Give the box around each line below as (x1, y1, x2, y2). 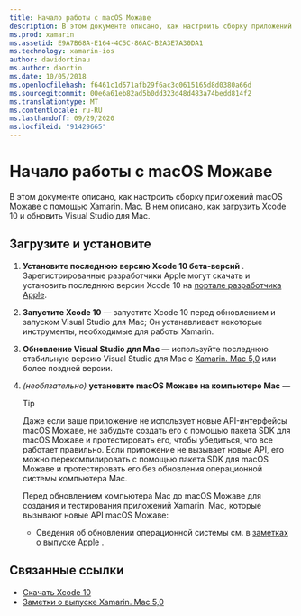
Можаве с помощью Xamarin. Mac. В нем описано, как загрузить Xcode (9, 201, 287, 211)
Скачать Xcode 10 (22, 586, 92, 597)
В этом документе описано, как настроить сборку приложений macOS (9, 191, 283, 201)
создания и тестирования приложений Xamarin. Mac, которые (22, 499, 262, 510)
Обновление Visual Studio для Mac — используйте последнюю (22, 343, 269, 354)
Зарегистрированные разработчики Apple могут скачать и (22, 270, 251, 281)
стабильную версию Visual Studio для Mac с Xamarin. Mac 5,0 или (22, 353, 277, 364)
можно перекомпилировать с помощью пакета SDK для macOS (22, 453, 269, 464)
